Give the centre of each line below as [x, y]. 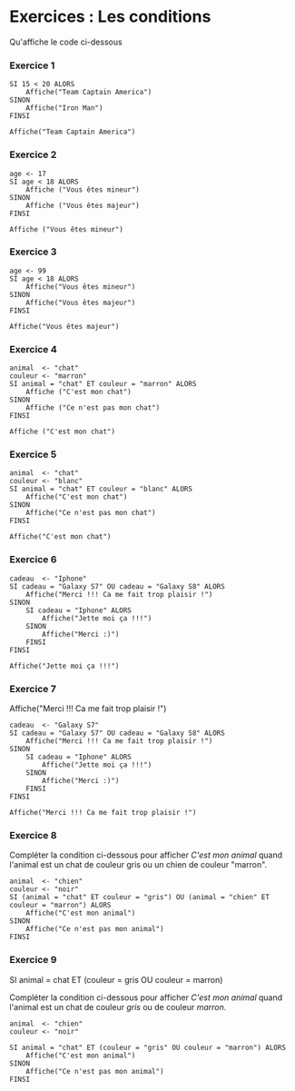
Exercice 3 [33, 252]
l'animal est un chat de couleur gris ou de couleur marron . [118, 1007]
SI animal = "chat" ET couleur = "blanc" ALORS [101, 489]
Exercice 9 [33, 960]
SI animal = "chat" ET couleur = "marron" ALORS [103, 384]
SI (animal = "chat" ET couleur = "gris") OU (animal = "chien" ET [140, 898]
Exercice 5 [33, 454]
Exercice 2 [33, 154]
